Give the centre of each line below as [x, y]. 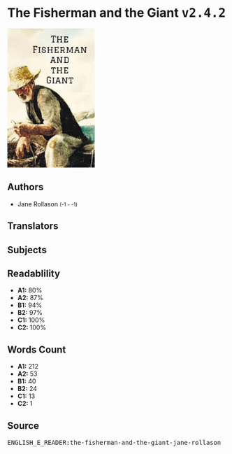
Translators [33, 226]
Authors [26, 187]
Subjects [27, 250]
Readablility [34, 273]
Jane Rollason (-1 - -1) [48, 204]
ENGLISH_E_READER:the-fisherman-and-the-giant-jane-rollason [114, 442]
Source [23, 426]
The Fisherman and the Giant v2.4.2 [117, 13]
